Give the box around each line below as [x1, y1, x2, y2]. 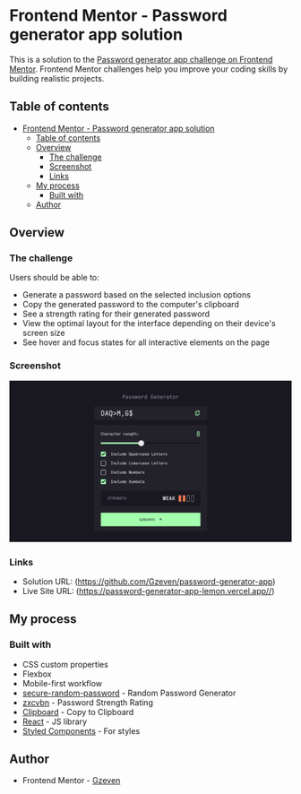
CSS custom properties [21, 659, 109, 669]
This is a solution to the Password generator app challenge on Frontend [9, 54, 273, 65]
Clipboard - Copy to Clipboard [21, 706, 134, 717]
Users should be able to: [9, 272, 100, 283]
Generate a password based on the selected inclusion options [21, 289, 251, 300]
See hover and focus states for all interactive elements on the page [21, 337, 271, 348]
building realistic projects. [9, 73, 105, 83]
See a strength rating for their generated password [21, 308, 211, 319]
